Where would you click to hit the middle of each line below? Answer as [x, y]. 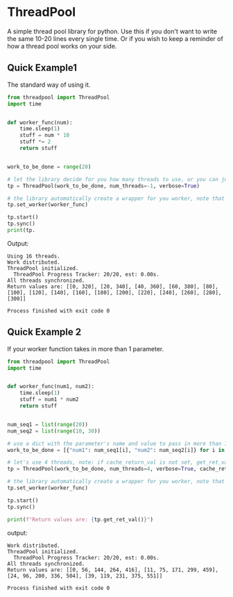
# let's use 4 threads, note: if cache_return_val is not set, [101, 462]
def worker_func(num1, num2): [51, 387]
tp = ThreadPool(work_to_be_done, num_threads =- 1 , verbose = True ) [103, 186]
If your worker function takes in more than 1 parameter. [86, 348]
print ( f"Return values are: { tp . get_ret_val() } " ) [80, 519]
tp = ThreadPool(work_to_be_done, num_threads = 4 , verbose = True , [102, 469]
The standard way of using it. [49, 85]
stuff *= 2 [35, 142]
